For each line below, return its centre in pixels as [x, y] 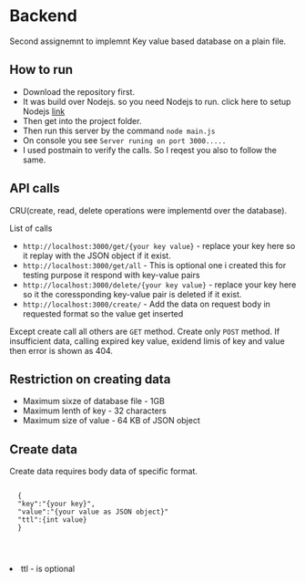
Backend [43, 16]
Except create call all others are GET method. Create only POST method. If [145, 331]
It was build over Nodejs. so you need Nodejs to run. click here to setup [157, 101]
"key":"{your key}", [56, 504]
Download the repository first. [78, 91]
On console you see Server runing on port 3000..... [124, 140]
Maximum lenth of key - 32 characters [94, 411]
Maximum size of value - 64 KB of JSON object [111, 421]
